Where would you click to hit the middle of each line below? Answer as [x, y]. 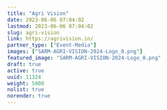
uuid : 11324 [24, 77]
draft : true [24, 64]
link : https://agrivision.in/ [51, 39]
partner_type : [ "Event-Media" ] [52, 45]
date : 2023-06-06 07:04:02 [46, 20]
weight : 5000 [26, 83]
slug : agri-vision [33, 32]
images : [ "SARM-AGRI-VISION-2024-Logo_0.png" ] [75, 52]
